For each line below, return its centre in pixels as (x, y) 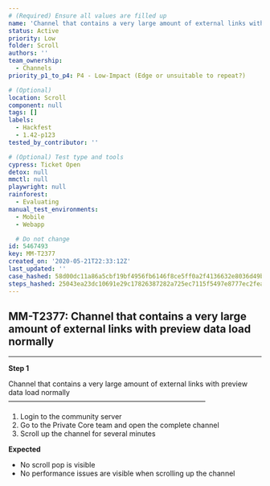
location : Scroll (37, 97)
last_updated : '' (37, 269)
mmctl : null (28, 179)
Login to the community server (71, 417)
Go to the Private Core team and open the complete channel (119, 425)
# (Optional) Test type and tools (66, 157)
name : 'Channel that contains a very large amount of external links (127, 23)
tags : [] (23, 113)
